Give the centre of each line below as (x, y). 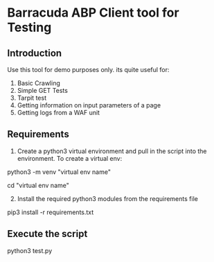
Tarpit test (32, 98)
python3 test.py (30, 250)
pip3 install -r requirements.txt (51, 212)
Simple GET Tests (42, 90)
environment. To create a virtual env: (70, 158)
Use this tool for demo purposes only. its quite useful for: (88, 70)
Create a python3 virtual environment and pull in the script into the (112, 151)
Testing (29, 27)
